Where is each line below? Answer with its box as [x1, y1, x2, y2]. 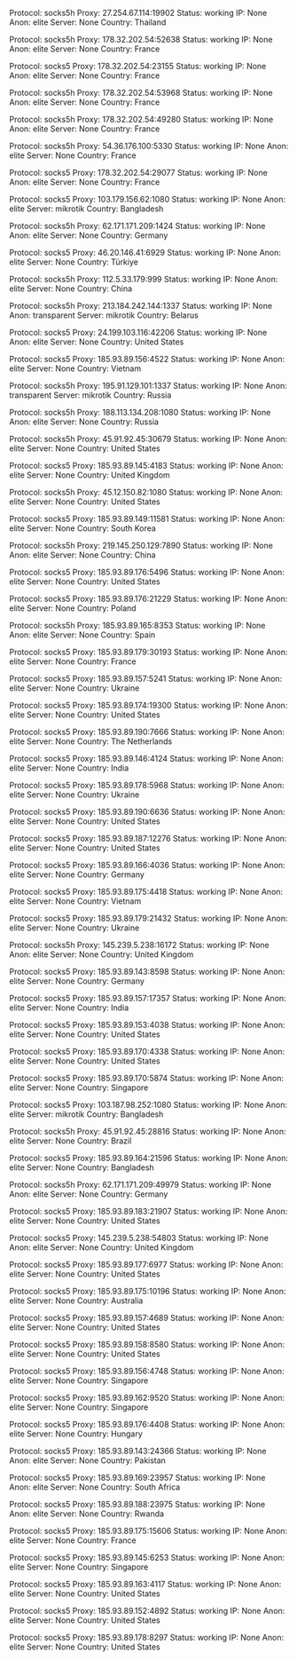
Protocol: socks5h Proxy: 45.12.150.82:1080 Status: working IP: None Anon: [9, 487, 284, 497]
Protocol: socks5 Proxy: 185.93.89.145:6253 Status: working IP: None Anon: [9, 1553, 285, 1562]
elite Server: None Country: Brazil [9, 1135, 132, 1146]
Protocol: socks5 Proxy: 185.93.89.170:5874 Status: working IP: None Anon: [9, 1073, 284, 1083]
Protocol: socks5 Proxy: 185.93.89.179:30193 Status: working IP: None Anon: [9, 647, 288, 657]
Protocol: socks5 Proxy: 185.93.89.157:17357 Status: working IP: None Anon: [9, 993, 286, 1003]
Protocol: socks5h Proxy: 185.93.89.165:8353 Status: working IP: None [9, 621, 266, 630]
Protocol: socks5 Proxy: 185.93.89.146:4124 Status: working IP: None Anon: [9, 754, 284, 763]
